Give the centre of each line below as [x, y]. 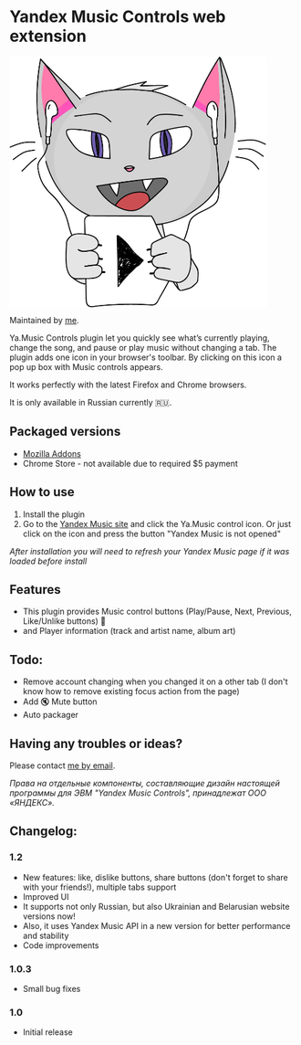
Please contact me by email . [62, 765]
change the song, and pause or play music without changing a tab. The [143, 347]
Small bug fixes [52, 988]
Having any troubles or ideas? [96, 743]
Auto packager [51, 715]
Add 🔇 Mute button [60, 702]
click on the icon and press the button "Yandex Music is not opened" [151, 533]
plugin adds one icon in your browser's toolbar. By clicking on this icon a [146, 357]
